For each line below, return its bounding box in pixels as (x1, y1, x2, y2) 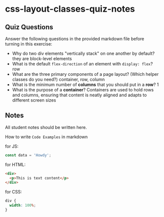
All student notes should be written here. (5, 124, 87, 130)
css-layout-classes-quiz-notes (5, 3, 136, 15)
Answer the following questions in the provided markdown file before (5, 36, 144, 42)
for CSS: (5, 189, 22, 195)
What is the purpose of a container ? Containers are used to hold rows (12, 87, 154, 92)
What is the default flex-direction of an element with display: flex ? (12, 61, 153, 66)
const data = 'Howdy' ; (5, 152, 51, 157)
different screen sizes (12, 97, 56, 103)
